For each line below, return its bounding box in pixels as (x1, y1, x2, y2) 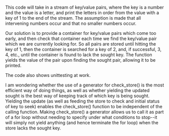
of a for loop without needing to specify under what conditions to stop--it (5, 114, 157, 120)
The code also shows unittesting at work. (5, 72, 91, 78)
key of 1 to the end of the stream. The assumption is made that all (5, 15, 141, 21)
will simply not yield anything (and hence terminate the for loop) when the (5, 120, 159, 125)
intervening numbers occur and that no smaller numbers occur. (5, 20, 137, 26)
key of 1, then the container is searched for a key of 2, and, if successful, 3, (5, 47, 162, 52)
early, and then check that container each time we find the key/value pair (5, 35, 157, 41)
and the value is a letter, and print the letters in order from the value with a (5, 10, 159, 16)
